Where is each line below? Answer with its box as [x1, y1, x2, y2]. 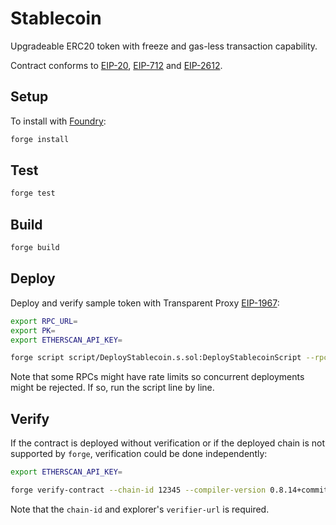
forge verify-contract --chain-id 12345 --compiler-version [10, 485, 267, 495]
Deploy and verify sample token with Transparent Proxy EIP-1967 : [10, 297, 280, 309]
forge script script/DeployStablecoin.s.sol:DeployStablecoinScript [10, 353, 302, 363]
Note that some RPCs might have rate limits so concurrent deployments [10, 371, 305, 383]
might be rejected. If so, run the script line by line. [10, 382, 215, 394]
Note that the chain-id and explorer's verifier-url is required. [10, 503, 270, 515]
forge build [10, 243, 60, 253]
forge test [10, 188, 56, 199]
